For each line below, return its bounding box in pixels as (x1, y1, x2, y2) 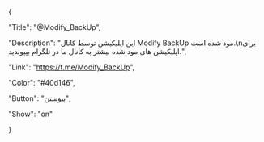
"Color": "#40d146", (8, 78, 75, 87)
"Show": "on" (8, 109, 53, 119)
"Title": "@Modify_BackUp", (8, 23, 101, 31)
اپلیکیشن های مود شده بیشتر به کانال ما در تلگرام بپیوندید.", (8, 47, 186, 56)
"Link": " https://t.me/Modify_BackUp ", (8, 62, 135, 72)
